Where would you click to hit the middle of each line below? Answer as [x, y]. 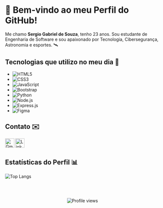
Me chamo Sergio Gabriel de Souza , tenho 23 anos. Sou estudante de [76, 34]
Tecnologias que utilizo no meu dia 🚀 [62, 62]
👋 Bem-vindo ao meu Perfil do [67, 10]
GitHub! [21, 20]
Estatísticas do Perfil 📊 [41, 162]
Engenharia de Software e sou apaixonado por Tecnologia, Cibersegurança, [82, 39]
